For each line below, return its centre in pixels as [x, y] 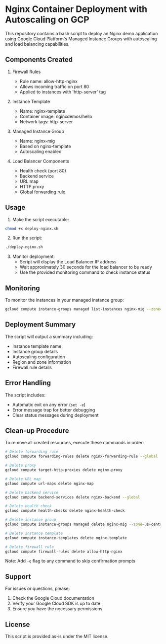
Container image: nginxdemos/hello [56, 116]
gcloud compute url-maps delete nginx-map [49, 483]
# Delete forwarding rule [32, 452]
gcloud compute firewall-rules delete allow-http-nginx [64, 552]
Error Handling [28, 383]
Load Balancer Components [41, 161]
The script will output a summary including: [49, 336]
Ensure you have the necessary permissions [57, 609]
